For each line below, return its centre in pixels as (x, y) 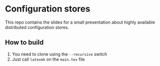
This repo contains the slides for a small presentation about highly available (80, 22)
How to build (24, 43)
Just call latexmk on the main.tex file (48, 59)
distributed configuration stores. (37, 27)
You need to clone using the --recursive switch (59, 54)
